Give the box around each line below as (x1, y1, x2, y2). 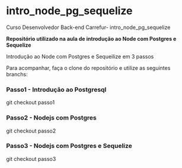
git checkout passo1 (6, 99, 55, 106)
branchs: (6, 70, 28, 77)
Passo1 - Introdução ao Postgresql (6, 85, 107, 93)
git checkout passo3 (6, 155, 56, 162)
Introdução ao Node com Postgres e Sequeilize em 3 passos (6, 53, 154, 60)
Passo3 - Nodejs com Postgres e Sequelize (6, 142, 132, 150)
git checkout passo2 (6, 127, 56, 134)
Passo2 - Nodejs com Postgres (6, 114, 97, 122)
